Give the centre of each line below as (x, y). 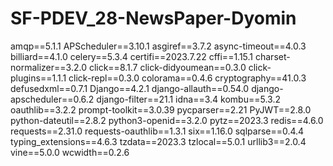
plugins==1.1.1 (38, 78)
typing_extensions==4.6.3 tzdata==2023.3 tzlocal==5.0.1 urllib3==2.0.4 (158, 141)
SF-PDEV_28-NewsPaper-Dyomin (153, 18)
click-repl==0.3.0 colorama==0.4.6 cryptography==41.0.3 (187, 78)
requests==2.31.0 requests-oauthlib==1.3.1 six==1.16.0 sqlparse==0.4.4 (157, 131)
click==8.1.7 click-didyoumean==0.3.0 (167, 67)
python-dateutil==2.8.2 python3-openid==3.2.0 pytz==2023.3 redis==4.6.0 (167, 120)
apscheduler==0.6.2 (52, 99)
